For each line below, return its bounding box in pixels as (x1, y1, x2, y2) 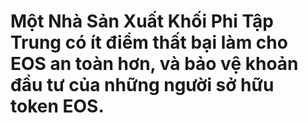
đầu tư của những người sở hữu (10, 74, 275, 97)
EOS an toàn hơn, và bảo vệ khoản (10, 53, 299, 75)
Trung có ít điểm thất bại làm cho (10, 31, 288, 54)
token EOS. (10, 95, 105, 118)
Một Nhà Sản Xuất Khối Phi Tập (10, 10, 275, 33)
